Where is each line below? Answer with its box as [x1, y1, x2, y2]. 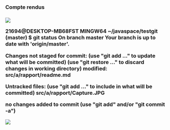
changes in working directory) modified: [5, 65, 108, 72]
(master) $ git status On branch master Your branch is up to [5, 34, 156, 41]
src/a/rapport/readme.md [5, 71, 71, 78]
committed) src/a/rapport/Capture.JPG [5, 89, 105, 96]
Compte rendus [5, 4, 45, 11]
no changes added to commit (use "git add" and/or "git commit [5, 101, 165, 108]
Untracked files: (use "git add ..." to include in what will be [5, 83, 153, 90]
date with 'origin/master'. [5, 40, 70, 48]
